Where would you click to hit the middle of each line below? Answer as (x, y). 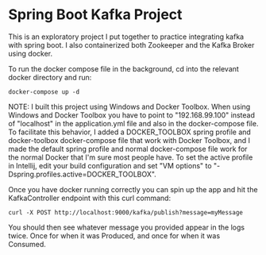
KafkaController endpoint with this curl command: (90, 198)
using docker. (31, 53)
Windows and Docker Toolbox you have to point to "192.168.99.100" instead (132, 115)
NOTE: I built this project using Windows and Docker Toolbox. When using (129, 106)
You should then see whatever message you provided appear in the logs (126, 227)
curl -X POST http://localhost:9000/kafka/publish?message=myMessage (126, 212)
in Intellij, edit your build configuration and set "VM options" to (110, 165)
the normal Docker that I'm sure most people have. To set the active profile (131, 157)
